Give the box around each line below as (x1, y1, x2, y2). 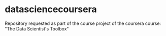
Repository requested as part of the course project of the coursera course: (5, 20, 161, 26)
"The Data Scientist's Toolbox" (5, 25, 69, 31)
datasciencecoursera (5, 4, 97, 15)
